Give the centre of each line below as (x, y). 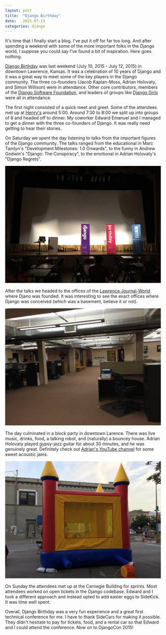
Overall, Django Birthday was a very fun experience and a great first (74, 612)
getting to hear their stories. (33, 128)
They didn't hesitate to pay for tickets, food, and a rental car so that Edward (82, 622)
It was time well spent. (28, 602)
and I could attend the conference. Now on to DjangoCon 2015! (69, 628)
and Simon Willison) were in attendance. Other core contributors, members (82, 87)
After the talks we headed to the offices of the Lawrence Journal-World (78, 291)
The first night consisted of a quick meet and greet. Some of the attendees (81, 107)
